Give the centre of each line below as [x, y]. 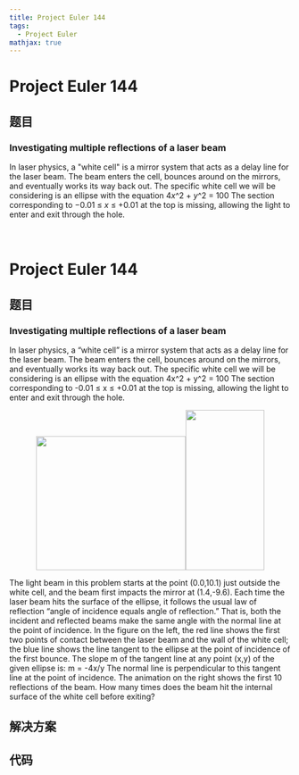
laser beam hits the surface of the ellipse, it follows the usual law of [133, 602]
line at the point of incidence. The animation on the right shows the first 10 [146, 678]
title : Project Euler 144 [57, 17]
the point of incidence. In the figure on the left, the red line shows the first [145, 630]
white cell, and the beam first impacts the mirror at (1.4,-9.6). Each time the [147, 592]
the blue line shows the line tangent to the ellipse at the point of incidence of [150, 649]
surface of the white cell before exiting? [83, 696]
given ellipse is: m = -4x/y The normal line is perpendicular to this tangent [145, 668]
